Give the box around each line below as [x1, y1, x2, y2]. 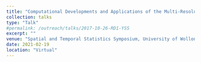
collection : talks [6, 14, 52, 20]
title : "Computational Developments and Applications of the [6, 8, 162, 15]
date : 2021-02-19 [6, 42, 50, 48]
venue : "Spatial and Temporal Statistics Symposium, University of [6, 36, 178, 42]
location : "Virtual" [6, 47, 58, 53]
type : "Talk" [6, 19, 39, 25]
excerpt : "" [6, 31, 36, 37]
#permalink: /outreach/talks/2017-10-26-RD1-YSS [6, 25, 130, 31]
